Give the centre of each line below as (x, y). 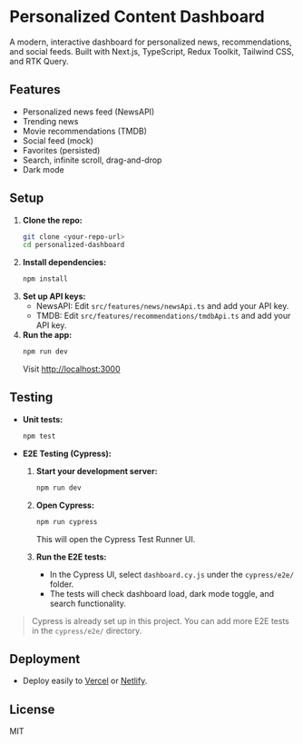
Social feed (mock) (58, 140)
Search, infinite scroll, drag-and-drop (92, 160)
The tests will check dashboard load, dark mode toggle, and (162, 593)
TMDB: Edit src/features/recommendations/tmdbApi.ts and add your (163, 316)
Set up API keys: (54, 296)
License (32, 709)
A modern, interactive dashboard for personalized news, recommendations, (151, 42)
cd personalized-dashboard (73, 245)
